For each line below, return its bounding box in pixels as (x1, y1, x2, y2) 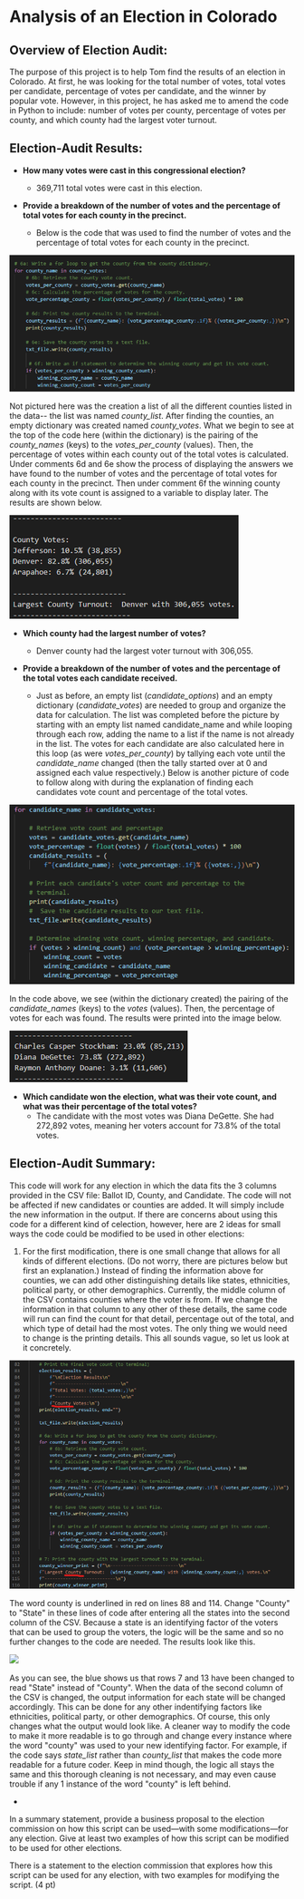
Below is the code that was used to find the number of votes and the (35, 227, 291, 237)
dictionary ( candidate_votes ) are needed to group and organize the (35, 700, 287, 711)
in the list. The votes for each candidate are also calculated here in (35, 739, 285, 750)
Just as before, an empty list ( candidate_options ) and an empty (35, 691, 273, 702)
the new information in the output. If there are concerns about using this (9, 1208, 278, 1220)
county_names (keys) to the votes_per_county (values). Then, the (9, 440, 253, 451)
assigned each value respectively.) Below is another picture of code (35, 768, 290, 779)
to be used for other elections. (9, 1843, 122, 1854)
